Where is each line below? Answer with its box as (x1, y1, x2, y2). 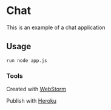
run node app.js (6, 57, 47, 64)
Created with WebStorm (6, 86, 67, 93)
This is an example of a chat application (6, 24, 106, 31)
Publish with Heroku (6, 97, 56, 105)
